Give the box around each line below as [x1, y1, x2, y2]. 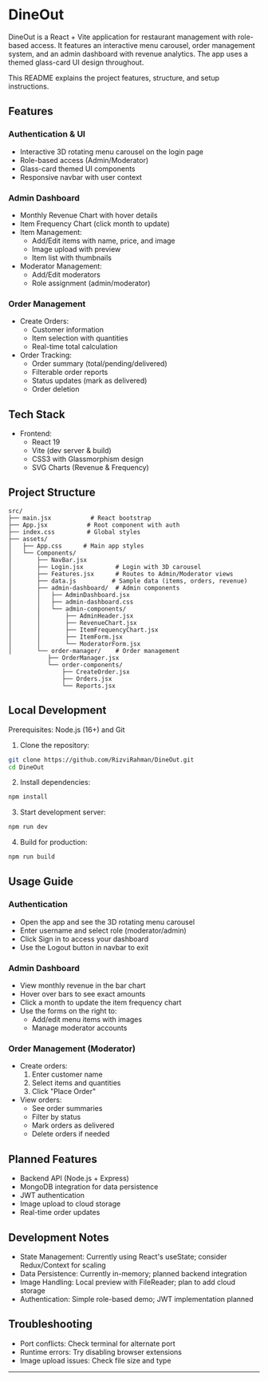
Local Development [8, 703, 107, 717]
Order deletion [31, 384, 80, 394]
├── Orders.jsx [61, 675, 112, 683]
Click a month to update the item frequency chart [19, 997, 182, 1008]
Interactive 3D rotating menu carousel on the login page [19, 146, 203, 157]
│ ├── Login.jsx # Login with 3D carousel [8, 563, 202, 571]
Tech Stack [8, 408, 65, 421]
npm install [8, 793, 48, 801]
